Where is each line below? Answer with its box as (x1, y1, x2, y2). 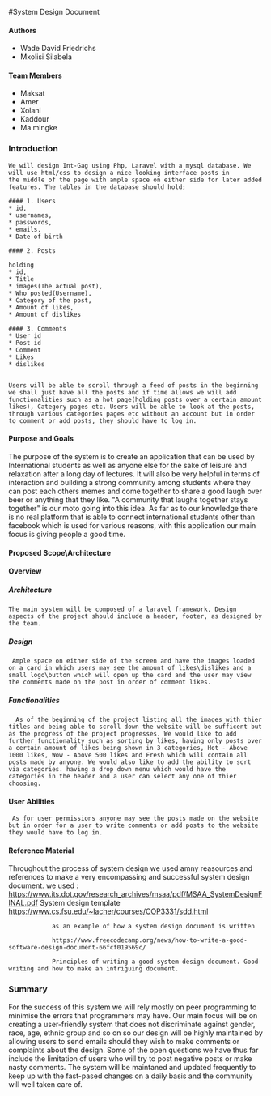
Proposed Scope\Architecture (8, 548, 112, 557)
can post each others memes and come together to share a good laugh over (8, 486, 263, 496)
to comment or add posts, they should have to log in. (8, 416, 197, 424)
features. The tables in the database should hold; (8, 182, 186, 191)
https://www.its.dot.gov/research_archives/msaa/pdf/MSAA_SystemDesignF (8, 889, 263, 899)
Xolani (19, 105, 42, 116)
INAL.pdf (8, 898, 39, 908)
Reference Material (8, 846, 74, 855)
